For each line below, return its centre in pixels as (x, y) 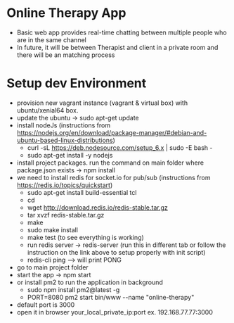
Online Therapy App (66, 13)
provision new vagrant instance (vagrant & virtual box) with (102, 103)
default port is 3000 (46, 305)
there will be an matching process (66, 55)
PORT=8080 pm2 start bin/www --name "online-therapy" (111, 297)
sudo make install (53, 229)
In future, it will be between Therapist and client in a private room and (117, 47)
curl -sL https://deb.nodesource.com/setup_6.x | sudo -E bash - (120, 147)
